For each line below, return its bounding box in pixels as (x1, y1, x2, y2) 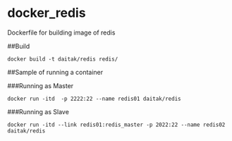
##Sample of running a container (7, 68, 104, 76)
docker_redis (7, 5, 86, 21)
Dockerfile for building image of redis (7, 28, 116, 37)
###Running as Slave (7, 107, 69, 116)
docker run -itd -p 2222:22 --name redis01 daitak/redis (7, 95, 181, 102)
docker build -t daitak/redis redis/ (7, 55, 118, 63)
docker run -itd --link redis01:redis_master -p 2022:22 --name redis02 (7, 121, 226, 128)
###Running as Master (7, 81, 74, 90)
